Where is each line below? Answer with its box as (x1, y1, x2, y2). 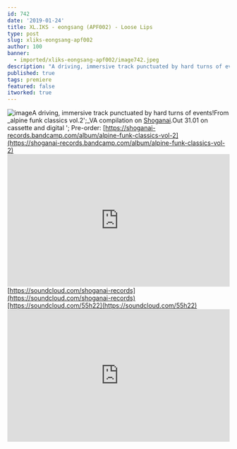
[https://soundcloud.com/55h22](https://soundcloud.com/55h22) (7, 301, 197, 310)
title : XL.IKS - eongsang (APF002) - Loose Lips (7, 23, 153, 30)
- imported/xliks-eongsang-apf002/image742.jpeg (13, 57, 159, 64)
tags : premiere (7, 76, 52, 83)
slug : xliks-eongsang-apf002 (7, 37, 93, 44)
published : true (7, 69, 55, 76)
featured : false (7, 83, 55, 90)
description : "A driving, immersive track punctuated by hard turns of (7, 63, 222, 70)
